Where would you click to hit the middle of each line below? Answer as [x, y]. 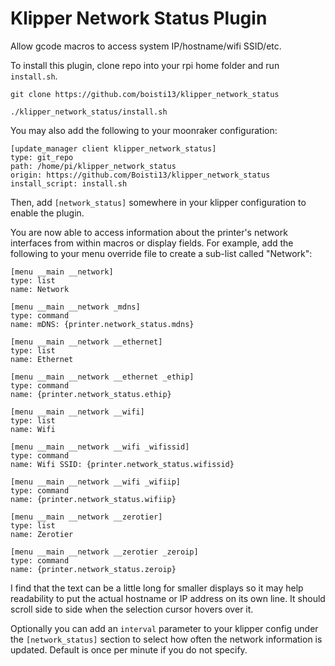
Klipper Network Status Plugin [139, 18]
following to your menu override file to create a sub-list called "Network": [161, 253]
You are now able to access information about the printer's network [149, 232]
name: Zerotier [42, 534]
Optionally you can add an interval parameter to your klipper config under [164, 628]
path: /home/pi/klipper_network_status [93, 166]
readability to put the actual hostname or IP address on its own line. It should [168, 598]
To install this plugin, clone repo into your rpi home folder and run [145, 65]
